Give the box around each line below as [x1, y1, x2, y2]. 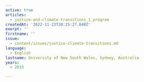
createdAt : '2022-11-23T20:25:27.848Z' [5, 22, 91, 27]
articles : [5, 12, 27, 17]
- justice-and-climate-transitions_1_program [10, 17, 110, 22]
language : [5, 46, 27, 51]
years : [5, 60, 20, 65]
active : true [5, 7, 33, 13]
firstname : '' [5, 31, 36, 36]
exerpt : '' [5, 27, 29, 32]
